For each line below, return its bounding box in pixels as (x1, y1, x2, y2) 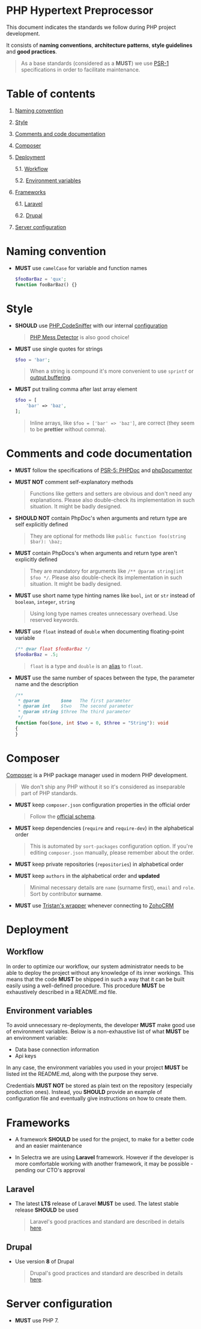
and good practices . (6, 48, 57, 55)
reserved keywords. (29, 616, 79, 623)
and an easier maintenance (14, 1142, 82, 1149)
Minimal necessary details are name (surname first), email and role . (29, 883, 195, 891)
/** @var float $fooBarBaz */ (14, 646, 91, 652)
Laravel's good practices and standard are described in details (29, 1218, 185, 1226)
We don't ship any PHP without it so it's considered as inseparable (20, 783, 185, 790)
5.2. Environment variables (14, 177, 81, 184)
